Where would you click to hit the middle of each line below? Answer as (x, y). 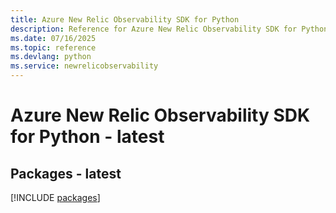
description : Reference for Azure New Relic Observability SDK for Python (169, 29)
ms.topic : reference (53, 47)
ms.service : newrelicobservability (84, 66)
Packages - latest (66, 173)
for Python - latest (87, 137)
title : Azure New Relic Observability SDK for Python (125, 19)
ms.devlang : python (51, 57)
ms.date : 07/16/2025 (53, 38)
